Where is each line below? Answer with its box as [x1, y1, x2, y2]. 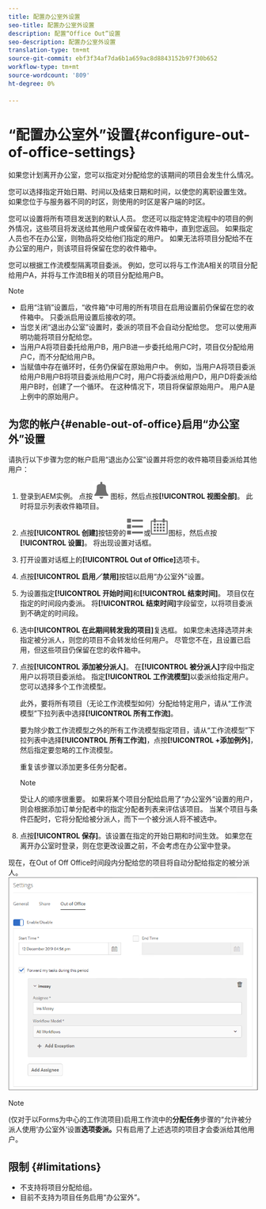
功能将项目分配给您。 [26, 332, 97, 342]
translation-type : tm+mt [8, 46, 90, 55]
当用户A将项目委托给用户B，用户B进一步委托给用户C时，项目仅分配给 [19, 342, 248, 352]
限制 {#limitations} [8, 1160, 101, 1173]
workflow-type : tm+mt [8, 63, 80, 71]
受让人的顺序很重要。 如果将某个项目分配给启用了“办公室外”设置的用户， [19, 794, 257, 804]
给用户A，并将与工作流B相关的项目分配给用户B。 [8, 271, 168, 280]
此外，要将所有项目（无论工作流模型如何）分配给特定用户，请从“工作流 [19, 699, 252, 708]
